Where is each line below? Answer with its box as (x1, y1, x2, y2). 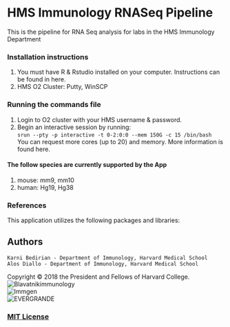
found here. (17, 145, 50, 153)
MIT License (7, 312, 50, 321)
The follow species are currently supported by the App (7, 161, 167, 169)
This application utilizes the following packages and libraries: (7, 216, 180, 225)
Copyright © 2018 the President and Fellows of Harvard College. (7, 272, 190, 281)
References (7, 200, 47, 210)
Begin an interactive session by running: (17, 123, 132, 131)
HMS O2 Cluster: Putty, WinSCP (17, 83, 108, 91)
